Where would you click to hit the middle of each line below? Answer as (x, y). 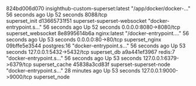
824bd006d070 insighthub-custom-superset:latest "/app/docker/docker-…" (98, 8)
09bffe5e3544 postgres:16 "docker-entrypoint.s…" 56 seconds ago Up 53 (96, 46)
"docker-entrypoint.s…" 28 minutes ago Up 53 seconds (73, 70)
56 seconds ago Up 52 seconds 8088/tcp (57, 15)
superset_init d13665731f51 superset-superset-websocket (77, 21)
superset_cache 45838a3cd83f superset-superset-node (102, 64)
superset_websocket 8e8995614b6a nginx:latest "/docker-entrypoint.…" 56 (98, 33)
